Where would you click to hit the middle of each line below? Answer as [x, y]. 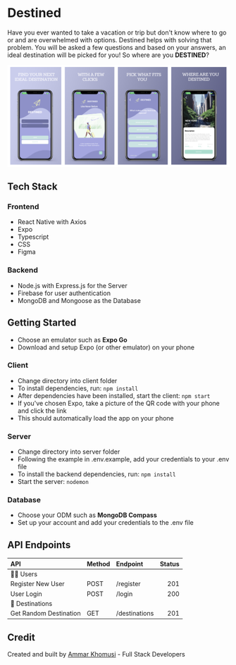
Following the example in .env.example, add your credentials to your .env [123, 459]
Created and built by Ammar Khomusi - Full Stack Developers [96, 654]
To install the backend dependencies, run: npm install [97, 474]
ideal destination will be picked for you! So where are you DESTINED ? [108, 55]
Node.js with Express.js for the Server [73, 285]
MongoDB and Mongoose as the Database [79, 300]
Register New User [37, 584]
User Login [26, 594]
